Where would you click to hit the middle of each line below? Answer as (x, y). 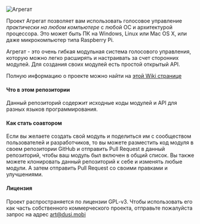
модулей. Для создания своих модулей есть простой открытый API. (93, 64)
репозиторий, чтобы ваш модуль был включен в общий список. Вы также (100, 155)
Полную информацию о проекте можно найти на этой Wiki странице (94, 76)
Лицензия (19, 188)
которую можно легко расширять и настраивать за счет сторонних (93, 58)
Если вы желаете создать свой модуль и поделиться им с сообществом (99, 136)
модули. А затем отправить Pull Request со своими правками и (87, 168)
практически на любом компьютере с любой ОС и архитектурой (90, 27)
